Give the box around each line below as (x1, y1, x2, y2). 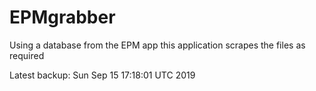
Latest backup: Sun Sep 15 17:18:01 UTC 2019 (9, 69, 196, 81)
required (9, 49, 45, 61)
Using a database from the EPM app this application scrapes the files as (9, 39, 306, 51)
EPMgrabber (9, 6, 116, 29)
